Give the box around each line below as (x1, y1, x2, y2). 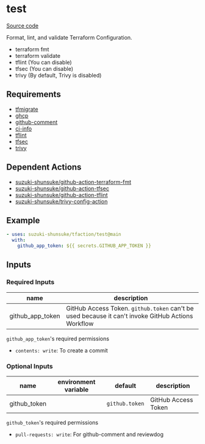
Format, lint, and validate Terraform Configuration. (6, 34, 132, 41)
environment (57, 378, 96, 386)
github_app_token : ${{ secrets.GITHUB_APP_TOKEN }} (17, 243, 151, 249)
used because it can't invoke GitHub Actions (66, 312, 193, 320)
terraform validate (15, 52, 61, 59)
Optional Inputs (6, 362, 53, 370)
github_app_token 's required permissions (6, 335, 110, 342)
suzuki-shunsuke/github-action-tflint (15, 191, 108, 198)
